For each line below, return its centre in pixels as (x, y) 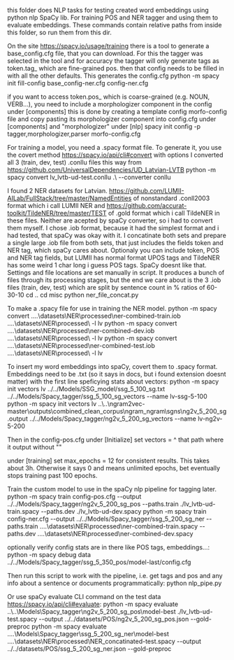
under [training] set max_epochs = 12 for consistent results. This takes (108, 461)
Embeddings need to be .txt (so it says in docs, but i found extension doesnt (117, 374)
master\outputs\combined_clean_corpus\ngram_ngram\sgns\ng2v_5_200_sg (117, 411)
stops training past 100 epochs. (52, 476)
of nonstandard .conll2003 (171, 198)
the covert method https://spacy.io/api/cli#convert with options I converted (115, 155)
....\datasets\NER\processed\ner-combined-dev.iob (81, 331)
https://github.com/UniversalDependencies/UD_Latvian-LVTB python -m (112, 170)
